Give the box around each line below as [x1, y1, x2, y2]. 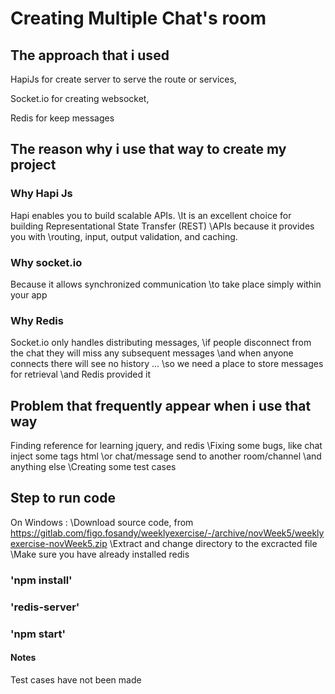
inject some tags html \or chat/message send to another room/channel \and [10, 450, 322, 462]
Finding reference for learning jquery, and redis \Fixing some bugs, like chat [10, 440, 323, 452]
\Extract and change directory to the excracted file [109, 537, 318, 549]
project [10, 157, 57, 174]
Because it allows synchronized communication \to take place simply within [10, 278, 322, 290]
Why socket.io [10, 255, 83, 269]
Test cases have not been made [10, 673, 142, 686]
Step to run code [10, 490, 116, 507]
